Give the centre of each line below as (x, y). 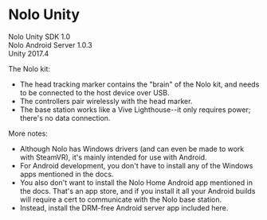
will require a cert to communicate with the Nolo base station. (120, 199)
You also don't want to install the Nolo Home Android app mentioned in (136, 182)
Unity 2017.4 (29, 53)
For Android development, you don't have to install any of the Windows (136, 165)
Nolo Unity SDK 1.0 (39, 37)
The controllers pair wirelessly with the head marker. (106, 101)
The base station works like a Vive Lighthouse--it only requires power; (135, 110)
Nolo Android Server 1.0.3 (51, 44)
